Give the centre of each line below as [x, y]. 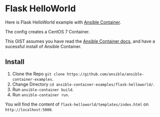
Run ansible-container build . [43, 89]
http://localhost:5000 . [29, 109]
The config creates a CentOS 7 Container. [48, 31]
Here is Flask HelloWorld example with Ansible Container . [63, 22]
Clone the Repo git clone [38, 74]
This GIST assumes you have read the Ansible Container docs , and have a [80, 41]
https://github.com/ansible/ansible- [105, 74]
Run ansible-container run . [41, 94]
